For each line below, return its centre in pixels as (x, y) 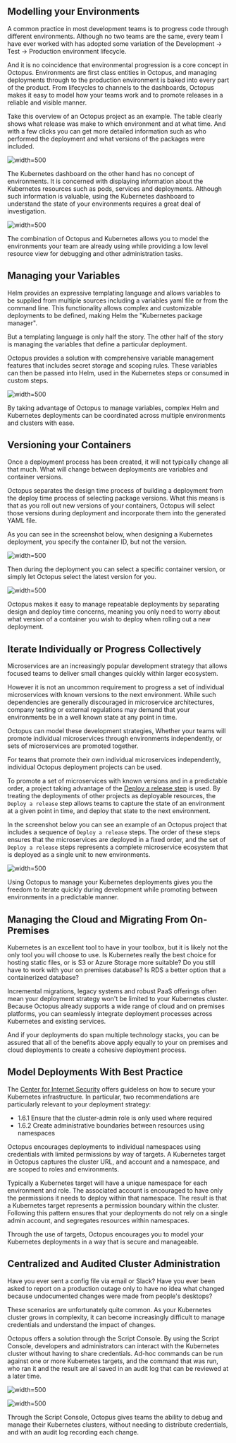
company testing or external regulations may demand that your (99, 710)
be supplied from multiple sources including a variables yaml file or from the (118, 300)
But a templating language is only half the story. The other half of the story (116, 337)
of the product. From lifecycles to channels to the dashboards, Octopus (111, 87)
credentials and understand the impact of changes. (82, 1324)
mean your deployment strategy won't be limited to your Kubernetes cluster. (118, 999)
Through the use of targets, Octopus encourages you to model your (106, 1234)
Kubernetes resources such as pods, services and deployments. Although (114, 188)
